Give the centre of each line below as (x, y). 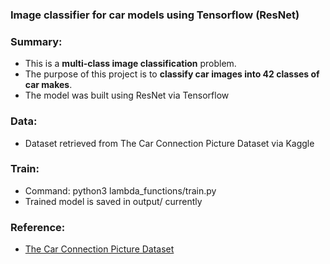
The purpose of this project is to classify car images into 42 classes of (172, 74)
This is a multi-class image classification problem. (130, 64)
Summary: (36, 41)
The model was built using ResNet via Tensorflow (127, 95)
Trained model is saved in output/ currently (113, 201)
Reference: (38, 227)
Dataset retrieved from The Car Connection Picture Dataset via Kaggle (169, 143)
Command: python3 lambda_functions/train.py (120, 190)
